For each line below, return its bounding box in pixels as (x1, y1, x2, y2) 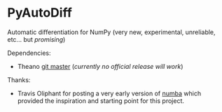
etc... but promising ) (7, 35, 66, 43)
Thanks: (7, 75, 31, 84)
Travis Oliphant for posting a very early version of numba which (17, 89, 202, 97)
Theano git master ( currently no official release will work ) (17, 62, 183, 70)
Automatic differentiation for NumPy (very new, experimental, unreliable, (7, 28, 216, 36)
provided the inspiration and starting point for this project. (17, 96, 184, 105)
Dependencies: (7, 49, 51, 57)
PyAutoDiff (7, 5, 72, 21)
